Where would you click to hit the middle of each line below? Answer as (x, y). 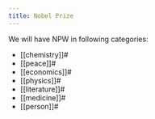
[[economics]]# (46, 72)
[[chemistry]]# (44, 54)
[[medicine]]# (43, 97)
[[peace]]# (38, 63)
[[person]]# (39, 106)
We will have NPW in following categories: (78, 39)
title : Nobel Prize (41, 16)
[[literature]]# (42, 89)
